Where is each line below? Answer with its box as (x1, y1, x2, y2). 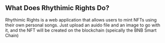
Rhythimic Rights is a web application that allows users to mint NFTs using (5, 17, 157, 22)
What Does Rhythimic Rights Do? (5, 4, 110, 12)
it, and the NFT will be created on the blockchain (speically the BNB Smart (5, 27, 157, 33)
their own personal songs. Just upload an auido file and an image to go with (5, 22, 161, 28)
